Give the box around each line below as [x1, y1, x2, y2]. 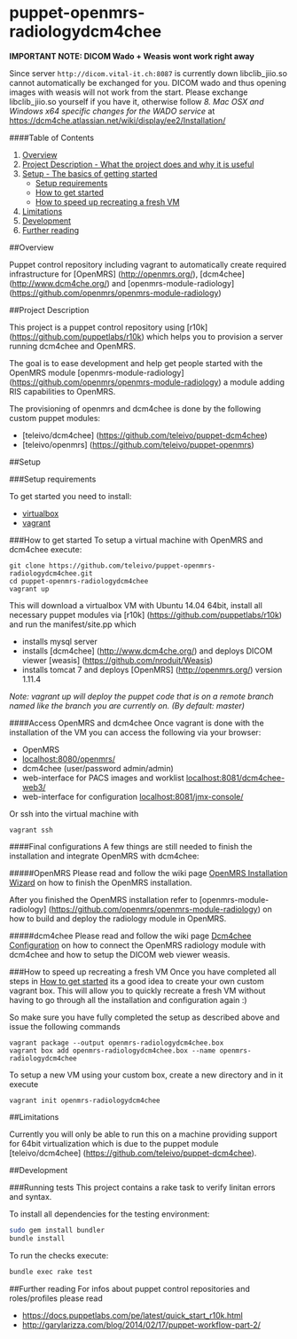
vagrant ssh [9, 826, 53, 834]
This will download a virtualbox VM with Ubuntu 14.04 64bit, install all [9, 599, 263, 610]
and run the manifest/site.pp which [9, 619, 137, 630]
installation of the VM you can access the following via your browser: [9, 726, 262, 738]
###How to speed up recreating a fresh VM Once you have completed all [9, 966, 277, 977]
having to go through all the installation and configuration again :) [9, 994, 247, 1005]
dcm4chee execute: [9, 544, 82, 554]
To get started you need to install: [9, 490, 132, 501]
